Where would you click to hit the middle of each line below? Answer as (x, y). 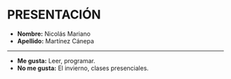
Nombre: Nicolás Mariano (54, 34)
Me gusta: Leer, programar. (56, 60)
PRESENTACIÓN (54, 15)
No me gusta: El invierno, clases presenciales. (83, 68)
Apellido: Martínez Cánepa (55, 41)
